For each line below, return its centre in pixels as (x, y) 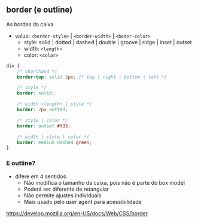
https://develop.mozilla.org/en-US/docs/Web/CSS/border (77, 213)
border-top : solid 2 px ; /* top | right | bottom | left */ (92, 77)
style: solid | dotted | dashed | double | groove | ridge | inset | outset (108, 42)
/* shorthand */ (37, 71)
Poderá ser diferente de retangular (66, 189)
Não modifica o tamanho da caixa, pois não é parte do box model (104, 182)
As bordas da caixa (30, 24)
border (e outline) (39, 10)
